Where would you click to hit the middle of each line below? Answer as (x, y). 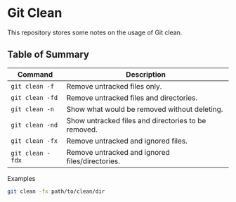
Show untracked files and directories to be (136, 120)
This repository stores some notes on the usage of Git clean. (95, 32)
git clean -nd (34, 125)
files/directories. (93, 161)
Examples (21, 178)
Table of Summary (48, 55)
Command (35, 74)
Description (146, 74)
